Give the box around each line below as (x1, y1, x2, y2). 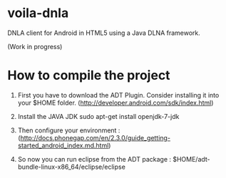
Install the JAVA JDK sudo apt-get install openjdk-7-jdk (17, 112, 180, 120)
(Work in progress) (7, 42, 63, 51)
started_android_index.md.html (17, 141, 109, 150)
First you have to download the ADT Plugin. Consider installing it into (17, 90, 220, 99)
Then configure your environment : (17, 126, 120, 135)
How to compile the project (7, 68, 170, 83)
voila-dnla (7, 5, 69, 21)
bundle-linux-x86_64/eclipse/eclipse (17, 162, 126, 171)
